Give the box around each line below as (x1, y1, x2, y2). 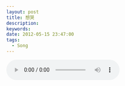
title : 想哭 (6, 15, 34, 21)
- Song (11, 43, 28, 49)
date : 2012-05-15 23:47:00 (6, 31, 74, 38)
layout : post (6, 8, 39, 15)
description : (6, 20, 39, 26)
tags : (6, 37, 20, 43)
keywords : (6, 25, 31, 32)
